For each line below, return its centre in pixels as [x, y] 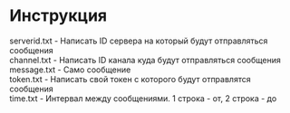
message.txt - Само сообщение [70, 70]
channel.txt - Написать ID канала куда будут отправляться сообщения [145, 60]
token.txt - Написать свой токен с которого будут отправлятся [130, 79]
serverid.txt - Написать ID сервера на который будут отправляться [139, 41]
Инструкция [58, 16]
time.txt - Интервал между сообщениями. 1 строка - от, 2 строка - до [143, 98]
